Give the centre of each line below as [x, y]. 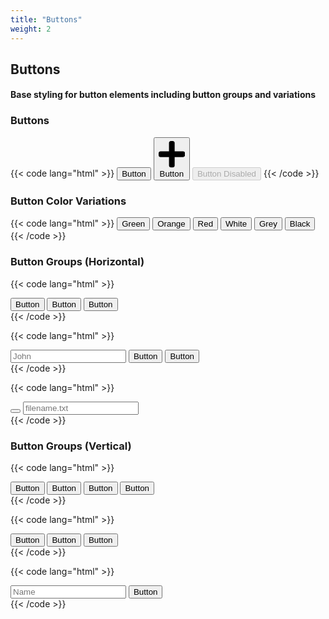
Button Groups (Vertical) [71, 446]
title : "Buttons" [46, 19]
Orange [171, 224]
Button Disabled [226, 174]
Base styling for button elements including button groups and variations [163, 95]
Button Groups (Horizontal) [77, 262]
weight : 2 [31, 29]
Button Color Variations [68, 201]
